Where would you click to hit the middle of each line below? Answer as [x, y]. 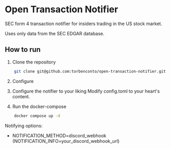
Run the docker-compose [39, 107]
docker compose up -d [37, 116]
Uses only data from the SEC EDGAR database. [55, 33]
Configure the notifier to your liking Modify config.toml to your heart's [86, 91]
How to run [23, 50]
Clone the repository [34, 62]
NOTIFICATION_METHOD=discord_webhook [59, 135]
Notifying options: [24, 125]
